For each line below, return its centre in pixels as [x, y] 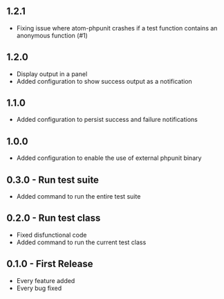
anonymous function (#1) [52, 35]
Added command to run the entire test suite [78, 197]
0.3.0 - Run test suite [53, 180]
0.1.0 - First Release [50, 264]
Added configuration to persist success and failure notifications [107, 120]
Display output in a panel [52, 74]
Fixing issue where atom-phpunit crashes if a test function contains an [117, 28]
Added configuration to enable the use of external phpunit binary [109, 158]
